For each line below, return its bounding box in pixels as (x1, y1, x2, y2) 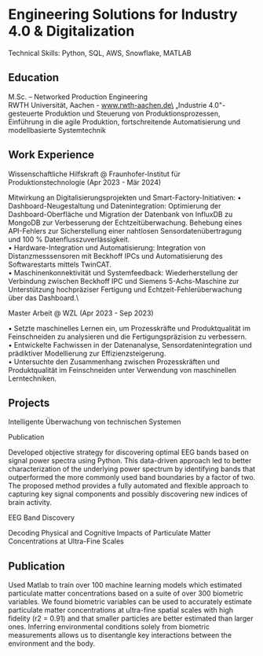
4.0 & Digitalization (8, 22, 135, 40)
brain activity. (8, 498, 53, 507)
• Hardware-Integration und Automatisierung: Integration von (8, 242, 206, 252)
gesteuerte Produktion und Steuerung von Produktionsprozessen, (8, 109, 221, 118)
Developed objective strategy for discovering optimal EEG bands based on (8, 448, 249, 457)
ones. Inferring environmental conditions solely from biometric (8, 622, 210, 632)
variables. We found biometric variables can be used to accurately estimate (8, 597, 253, 606)
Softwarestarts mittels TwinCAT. (8, 260, 112, 269)
